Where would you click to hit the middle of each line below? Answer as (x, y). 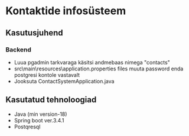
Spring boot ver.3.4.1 (39, 120)
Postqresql (27, 127)
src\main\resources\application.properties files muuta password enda (99, 69)
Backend (19, 50)
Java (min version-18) (40, 114)
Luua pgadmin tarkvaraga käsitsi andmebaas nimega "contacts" (92, 62)
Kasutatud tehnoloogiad (51, 100)
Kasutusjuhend (34, 33)
